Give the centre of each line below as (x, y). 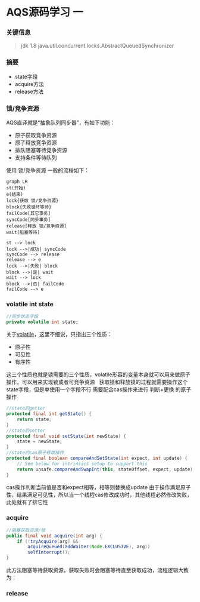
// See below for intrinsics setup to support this (82, 463)
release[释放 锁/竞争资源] (36, 226)
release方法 (29, 91)
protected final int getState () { (49, 414)
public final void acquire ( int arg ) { (54, 536)
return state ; (34, 419)
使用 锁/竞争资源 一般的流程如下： (48, 170)
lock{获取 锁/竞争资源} (32, 201)
